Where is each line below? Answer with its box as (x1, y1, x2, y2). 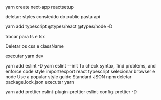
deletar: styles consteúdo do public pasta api (5, 14, 101, 19)
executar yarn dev (5, 53, 44, 59)
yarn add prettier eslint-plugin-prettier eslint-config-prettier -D (5, 89, 137, 95)
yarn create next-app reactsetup (5, 4, 74, 10)
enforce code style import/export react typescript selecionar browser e (5, 68, 155, 74)
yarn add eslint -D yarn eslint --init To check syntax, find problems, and (5, 63, 156, 69)
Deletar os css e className (5, 43, 64, 49)
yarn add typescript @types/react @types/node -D (5, 23, 113, 29)
